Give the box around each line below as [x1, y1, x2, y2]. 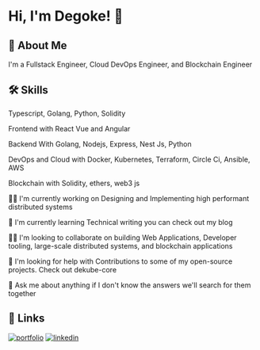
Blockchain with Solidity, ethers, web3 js [8, 178, 140, 188]
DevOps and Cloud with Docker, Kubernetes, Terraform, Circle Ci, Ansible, [8, 154, 250, 164]
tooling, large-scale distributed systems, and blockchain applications [8, 241, 233, 250]
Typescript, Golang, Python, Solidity [8, 108, 126, 118]
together [8, 288, 36, 298]
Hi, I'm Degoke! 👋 [8, 7, 124, 25]
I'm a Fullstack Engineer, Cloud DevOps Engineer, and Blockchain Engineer [8, 59, 253, 69]
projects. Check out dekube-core [8, 264, 117, 274]
